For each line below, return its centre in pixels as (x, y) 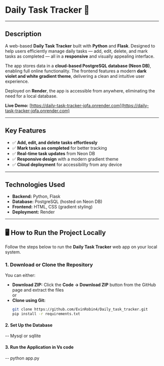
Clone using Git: (29, 300)
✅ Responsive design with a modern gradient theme (65, 159)
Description (23, 34)
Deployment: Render (33, 212)
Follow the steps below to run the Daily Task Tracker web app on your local (81, 247)
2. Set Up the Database (29, 325)
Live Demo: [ (18, 105)
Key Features (26, 131)
